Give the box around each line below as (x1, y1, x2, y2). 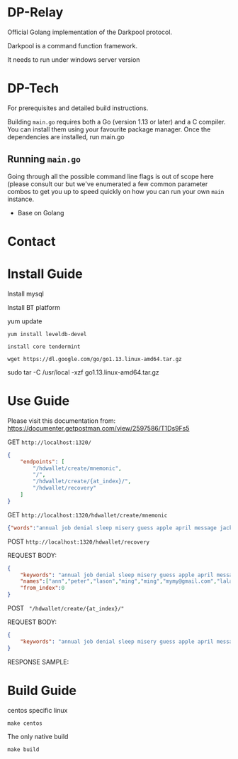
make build (7, 745, 40, 753)
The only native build (7, 732, 69, 741)
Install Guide (7, 266, 83, 282)
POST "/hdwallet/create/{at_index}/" (7, 604, 125, 612)
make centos (7, 719, 42, 727)
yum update (7, 317, 42, 325)
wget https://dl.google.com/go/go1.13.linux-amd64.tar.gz (7, 355, 182, 362)
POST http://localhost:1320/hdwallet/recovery (7, 537, 150, 546)
